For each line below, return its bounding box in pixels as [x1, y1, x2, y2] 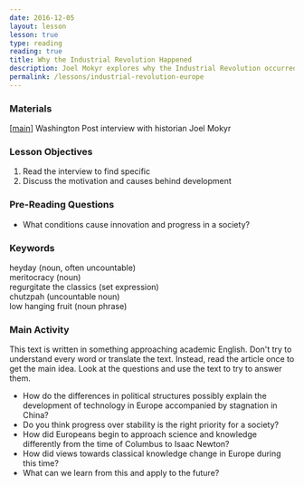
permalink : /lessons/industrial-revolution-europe [9, 73, 204, 82]
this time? [22, 458, 59, 469]
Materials [9, 102, 52, 114]
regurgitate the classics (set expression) [9, 281, 160, 292]
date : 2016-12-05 [9, 13, 75, 23]
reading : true [9, 47, 63, 56]
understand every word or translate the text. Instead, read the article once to [9, 354, 295, 365]
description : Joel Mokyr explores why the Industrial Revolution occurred [9, 64, 298, 73]
